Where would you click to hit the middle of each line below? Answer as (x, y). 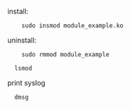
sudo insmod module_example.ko (73, 26)
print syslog (27, 83)
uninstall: (22, 40)
